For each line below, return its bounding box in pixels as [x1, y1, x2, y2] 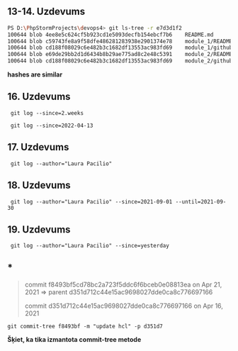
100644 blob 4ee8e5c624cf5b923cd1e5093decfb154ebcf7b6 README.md [7, 31, 214, 38]
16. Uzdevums [7, 91, 71, 103]
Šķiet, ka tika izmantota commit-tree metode [7, 335, 142, 344]
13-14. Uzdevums [7, 6, 86, 18]
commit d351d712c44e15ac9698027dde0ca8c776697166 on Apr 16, [24, 301, 223, 311]
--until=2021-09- [175, 198, 227, 205]
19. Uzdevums [7, 223, 71, 235]
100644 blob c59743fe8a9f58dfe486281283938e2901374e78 [7, 38, 173, 45]
